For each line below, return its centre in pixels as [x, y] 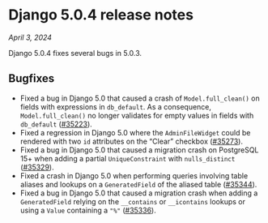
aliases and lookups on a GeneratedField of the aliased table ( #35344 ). [138, 184]
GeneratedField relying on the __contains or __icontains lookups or [132, 201]
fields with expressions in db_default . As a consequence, [116, 106]
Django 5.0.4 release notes [101, 15]
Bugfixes [32, 79]
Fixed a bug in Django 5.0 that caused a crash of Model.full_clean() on [140, 98]
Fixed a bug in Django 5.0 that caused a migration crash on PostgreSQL [139, 150]
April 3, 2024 [30, 37]
